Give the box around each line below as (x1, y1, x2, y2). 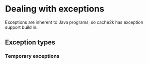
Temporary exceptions (5, 53, 60, 60)
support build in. (5, 24, 38, 30)
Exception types (5, 38, 56, 47)
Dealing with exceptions (5, 3, 104, 14)
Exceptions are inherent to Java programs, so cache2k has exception (5, 19, 144, 25)
